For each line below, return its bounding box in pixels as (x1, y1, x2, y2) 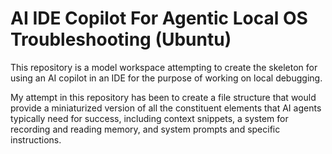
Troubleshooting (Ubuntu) (10, 28, 232, 51)
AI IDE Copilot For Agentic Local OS (10, 7, 308, 30)
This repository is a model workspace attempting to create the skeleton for (10, 61, 318, 73)
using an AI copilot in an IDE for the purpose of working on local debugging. (10, 72, 323, 84)
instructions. (10, 133, 62, 146)
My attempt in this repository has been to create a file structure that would (10, 91, 317, 103)
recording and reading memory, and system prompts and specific (10, 123, 281, 135)
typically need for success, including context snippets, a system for (10, 112, 289, 124)
